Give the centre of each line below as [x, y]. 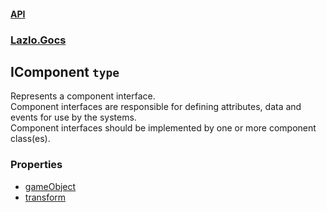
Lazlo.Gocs [38, 40]
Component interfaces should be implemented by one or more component [163, 128]
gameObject [50, 186]
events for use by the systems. [73, 117]
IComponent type [65, 71]
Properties [36, 165]
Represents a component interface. [83, 96]
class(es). [30, 139]
